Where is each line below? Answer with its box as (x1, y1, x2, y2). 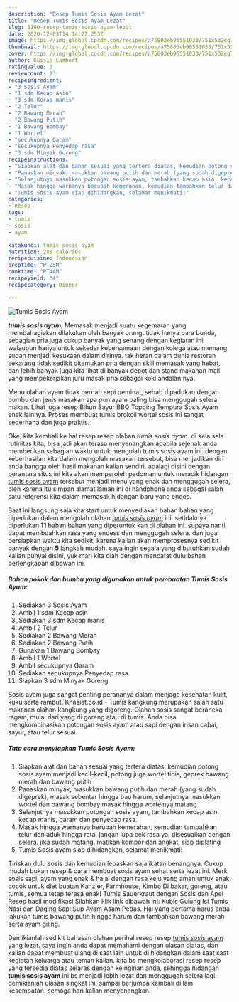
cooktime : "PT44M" (8, 268, 62, 275)
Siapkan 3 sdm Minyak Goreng (18, 676, 109, 685)
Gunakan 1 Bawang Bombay (18, 645, 101, 655)
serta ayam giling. (8, 919, 60, 928)
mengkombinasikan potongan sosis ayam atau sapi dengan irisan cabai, (8, 720, 218, 729)
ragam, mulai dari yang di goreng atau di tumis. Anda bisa (8, 712, 177, 721)
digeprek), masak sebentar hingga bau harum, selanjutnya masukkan (18, 792, 221, 801)
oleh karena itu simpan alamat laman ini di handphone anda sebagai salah (8, 485, 224, 493)
